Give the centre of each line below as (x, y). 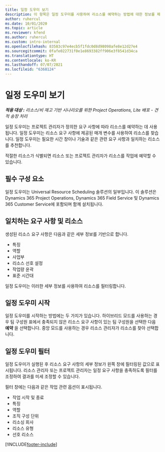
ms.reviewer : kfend (25, 33)
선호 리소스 (23, 435)
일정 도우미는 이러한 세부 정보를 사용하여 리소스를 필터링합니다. (66, 286)
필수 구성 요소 (25, 179)
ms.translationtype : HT (30, 56)
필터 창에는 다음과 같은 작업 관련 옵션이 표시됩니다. (54, 387)
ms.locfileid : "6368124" (31, 70)
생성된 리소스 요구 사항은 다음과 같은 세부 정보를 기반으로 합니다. (67, 234)
